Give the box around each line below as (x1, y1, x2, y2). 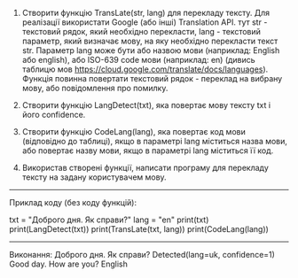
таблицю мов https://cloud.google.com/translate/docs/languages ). (21, 64, 269, 74)
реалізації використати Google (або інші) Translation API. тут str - (21, 17, 268, 27)
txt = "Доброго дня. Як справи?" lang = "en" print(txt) (9, 214, 209, 225)
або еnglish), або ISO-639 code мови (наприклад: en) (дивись (21, 55, 255, 65)
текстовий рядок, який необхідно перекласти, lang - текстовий (21, 27, 262, 36)
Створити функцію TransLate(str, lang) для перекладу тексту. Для (21, 8, 271, 18)
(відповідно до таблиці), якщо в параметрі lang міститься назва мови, (21, 136, 288, 146)
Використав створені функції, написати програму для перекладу (21, 163, 269, 173)
